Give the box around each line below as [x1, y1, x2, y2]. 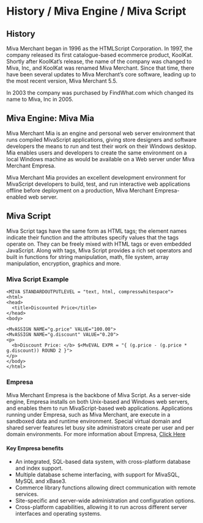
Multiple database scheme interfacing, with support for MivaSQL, [15, 471, 180, 478]
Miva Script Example [6, 275, 69, 283]
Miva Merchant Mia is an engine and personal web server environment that [6, 130, 196, 137]
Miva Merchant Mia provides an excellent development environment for [6, 174, 186, 181]
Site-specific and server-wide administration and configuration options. [15, 497, 196, 505]
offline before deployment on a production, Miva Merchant [6, 186, 154, 194]
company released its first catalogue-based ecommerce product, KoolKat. [6, 51, 193, 59]
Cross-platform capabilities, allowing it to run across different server [15, 503, 188, 511]
